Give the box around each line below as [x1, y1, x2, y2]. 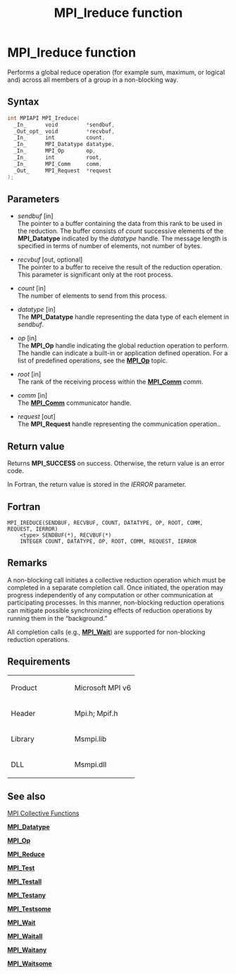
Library [11, 733, 35, 743]
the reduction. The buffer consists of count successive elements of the [17, 227, 224, 236]
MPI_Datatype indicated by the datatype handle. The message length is [17, 234, 228, 243]
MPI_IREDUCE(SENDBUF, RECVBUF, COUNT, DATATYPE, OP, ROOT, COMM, [7, 519, 203, 526]
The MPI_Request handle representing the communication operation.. [17, 420, 221, 428]
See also [7, 790, 46, 802]
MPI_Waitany [7, 946, 47, 954]
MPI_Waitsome [7, 959, 53, 968]
